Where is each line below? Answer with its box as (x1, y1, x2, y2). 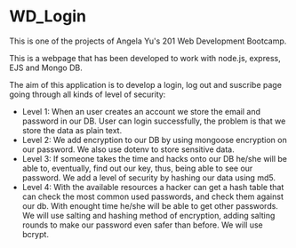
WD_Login (9, 6, 87, 27)
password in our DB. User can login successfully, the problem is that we (21, 116, 286, 126)
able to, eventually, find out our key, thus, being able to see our (21, 163, 253, 173)
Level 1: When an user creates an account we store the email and (21, 106, 260, 116)
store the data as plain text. (21, 124, 123, 135)
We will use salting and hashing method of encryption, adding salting (21, 210, 276, 220)
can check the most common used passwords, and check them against (21, 191, 284, 202)
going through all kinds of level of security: (9, 89, 166, 100)
